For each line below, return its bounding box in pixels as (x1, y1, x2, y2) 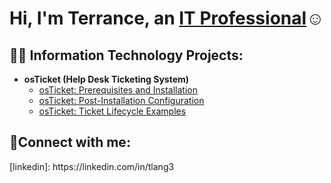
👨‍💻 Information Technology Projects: (9, 47, 244, 64)
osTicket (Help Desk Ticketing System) (23, 73, 190, 85)
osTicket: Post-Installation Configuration (38, 95, 205, 106)
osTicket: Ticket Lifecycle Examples (38, 105, 187, 117)
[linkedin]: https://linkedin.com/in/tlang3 (9, 160, 175, 172)
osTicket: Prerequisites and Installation (38, 84, 199, 96)
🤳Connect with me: (9, 134, 131, 151)
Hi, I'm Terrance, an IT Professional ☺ (9, 7, 325, 30)
